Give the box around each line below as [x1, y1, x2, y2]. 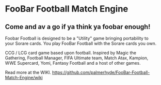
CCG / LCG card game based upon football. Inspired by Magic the [5, 50, 137, 56]
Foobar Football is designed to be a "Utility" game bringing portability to [5, 35, 149, 41]
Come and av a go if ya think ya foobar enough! [5, 23, 150, 31]
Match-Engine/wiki [5, 75, 43, 80]
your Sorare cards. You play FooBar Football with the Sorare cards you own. [5, 41, 157, 46]
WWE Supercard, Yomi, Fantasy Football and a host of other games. [5, 60, 141, 66]
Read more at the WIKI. [5, 70, 51, 75]
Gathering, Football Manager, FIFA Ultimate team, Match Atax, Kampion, [5, 55, 149, 61]
